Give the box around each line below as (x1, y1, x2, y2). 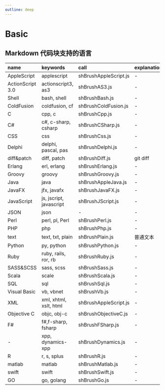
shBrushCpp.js (78, 110, 112, 117)
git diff (134, 154, 150, 161)
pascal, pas (41, 147, 68, 153)
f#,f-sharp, (41, 318, 68, 325)
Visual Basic (7, 288, 36, 295)
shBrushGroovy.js (78, 171, 119, 178)
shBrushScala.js (78, 272, 115, 279)
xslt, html (41, 302, 63, 309)
